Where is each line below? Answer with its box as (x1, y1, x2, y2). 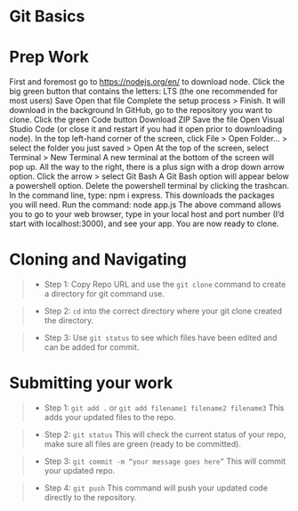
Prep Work (9, 47, 89, 68)
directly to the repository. (44, 492, 137, 502)
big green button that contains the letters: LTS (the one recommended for (9, 86, 278, 97)
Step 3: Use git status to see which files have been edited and (44, 332, 278, 344)
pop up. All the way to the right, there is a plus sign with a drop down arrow (9, 162, 285, 173)
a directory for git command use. (44, 288, 165, 299)
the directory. (44, 315, 94, 326)
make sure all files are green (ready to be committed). (44, 439, 242, 449)
